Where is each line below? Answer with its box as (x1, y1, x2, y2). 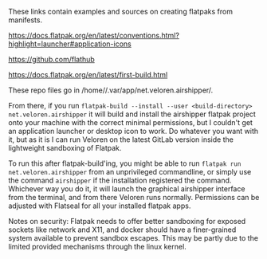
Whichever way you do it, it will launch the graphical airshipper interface (8, 184, 245, 194)
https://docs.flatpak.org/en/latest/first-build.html (8, 70, 168, 79)
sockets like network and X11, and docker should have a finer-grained (8, 225, 237, 234)
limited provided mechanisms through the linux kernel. (8, 242, 187, 251)
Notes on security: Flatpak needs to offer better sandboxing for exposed (8, 217, 246, 226)
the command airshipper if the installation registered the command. (8, 175, 232, 185)
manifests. (8, 15, 42, 25)
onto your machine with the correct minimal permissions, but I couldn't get (8, 118, 253, 127)
